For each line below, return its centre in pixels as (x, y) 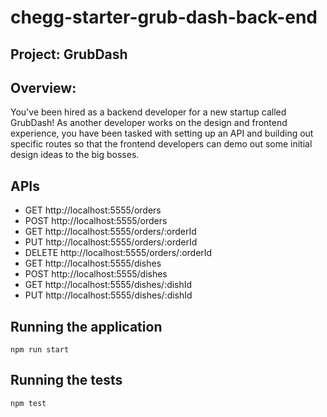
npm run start (40, 350)
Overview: (43, 87)
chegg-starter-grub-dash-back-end (164, 17)
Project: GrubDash (69, 54)
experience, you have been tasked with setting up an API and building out (162, 133)
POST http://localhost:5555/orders (96, 221)
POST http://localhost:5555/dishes (96, 274)
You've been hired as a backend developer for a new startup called (148, 112)
